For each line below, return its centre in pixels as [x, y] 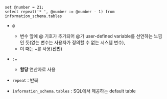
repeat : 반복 [25, 80]
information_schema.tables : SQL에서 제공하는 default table [74, 91]
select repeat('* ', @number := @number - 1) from [60, 12]
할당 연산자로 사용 [38, 69]
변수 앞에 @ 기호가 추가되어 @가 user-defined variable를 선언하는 [86, 36]
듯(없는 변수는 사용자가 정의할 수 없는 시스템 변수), [75, 42]
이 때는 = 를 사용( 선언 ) [41, 49]
